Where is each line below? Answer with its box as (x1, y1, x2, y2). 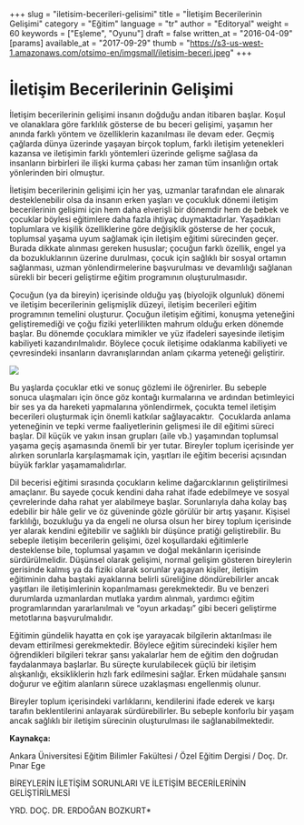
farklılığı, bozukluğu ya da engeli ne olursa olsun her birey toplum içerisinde (9, 515, 292, 527)
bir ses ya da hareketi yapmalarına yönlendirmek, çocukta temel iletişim (9, 401, 277, 412)
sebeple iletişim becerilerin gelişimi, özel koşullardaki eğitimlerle (9, 535, 250, 546)
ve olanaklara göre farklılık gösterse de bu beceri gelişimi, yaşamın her (9, 118, 274, 129)
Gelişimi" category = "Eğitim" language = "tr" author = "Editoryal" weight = (9, 18, 289, 29)
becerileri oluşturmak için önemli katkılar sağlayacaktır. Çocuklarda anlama (9, 410, 291, 422)
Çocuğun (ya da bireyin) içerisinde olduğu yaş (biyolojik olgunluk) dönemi (9, 289, 285, 300)
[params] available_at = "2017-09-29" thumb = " (9, 37, 191, 48)
